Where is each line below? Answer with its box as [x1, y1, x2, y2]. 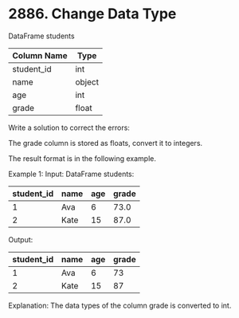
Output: [8, 234, 33, 244]
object [75, 77, 100, 88]
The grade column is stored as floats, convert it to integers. [8, 138, 203, 147]
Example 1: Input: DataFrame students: [8, 169, 135, 179]
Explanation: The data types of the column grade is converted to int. [8, 300, 232, 310]
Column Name [12, 49, 68, 61]
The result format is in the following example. [8, 153, 157, 163]
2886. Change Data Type [8, 5, 177, 23]
